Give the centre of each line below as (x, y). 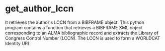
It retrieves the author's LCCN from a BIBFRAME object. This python (75, 22)
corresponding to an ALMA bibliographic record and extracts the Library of (82, 33)
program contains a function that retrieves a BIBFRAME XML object (74, 27)
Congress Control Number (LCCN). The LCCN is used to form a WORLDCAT (83, 38)
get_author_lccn (40, 9)
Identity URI (17, 43)
